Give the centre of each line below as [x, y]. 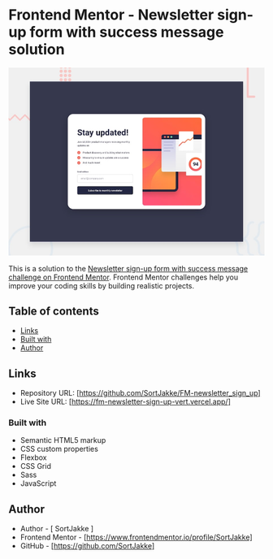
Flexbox [33, 457]
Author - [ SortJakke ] [57, 529]
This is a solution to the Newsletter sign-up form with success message [128, 268]
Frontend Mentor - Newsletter [111, 15]
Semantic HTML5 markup [63, 440]
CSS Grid [35, 466]
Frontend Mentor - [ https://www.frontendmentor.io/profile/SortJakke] [136, 537]
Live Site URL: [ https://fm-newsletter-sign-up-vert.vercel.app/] [126, 402]
